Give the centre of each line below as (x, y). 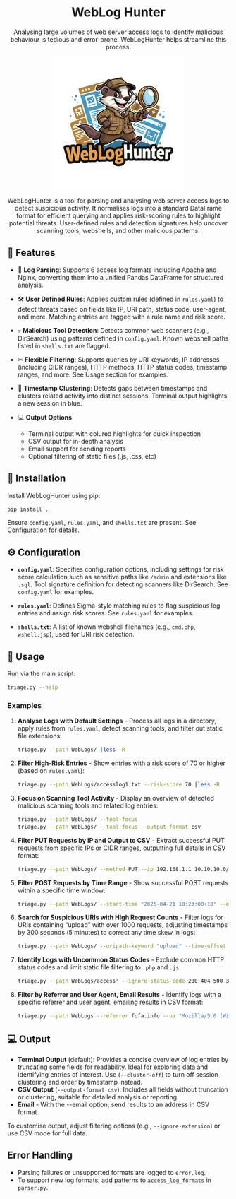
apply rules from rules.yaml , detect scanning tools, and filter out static (120, 728)
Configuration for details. (43, 530)
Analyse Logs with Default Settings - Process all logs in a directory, (117, 721)
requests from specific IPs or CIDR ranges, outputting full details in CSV (122, 848)
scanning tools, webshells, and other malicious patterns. (118, 230)
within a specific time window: (61, 890)
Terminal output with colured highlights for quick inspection (114, 433)
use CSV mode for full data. (48, 1133)
